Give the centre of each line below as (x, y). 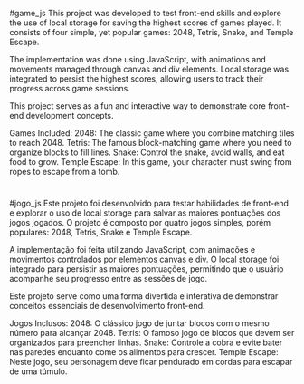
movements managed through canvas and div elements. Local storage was (149, 69)
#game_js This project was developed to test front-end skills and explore (146, 13)
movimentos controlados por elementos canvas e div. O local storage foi (144, 259)
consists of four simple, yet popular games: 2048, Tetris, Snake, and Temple (152, 32)
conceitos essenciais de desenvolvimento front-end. (107, 306)
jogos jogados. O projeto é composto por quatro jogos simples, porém (140, 223)
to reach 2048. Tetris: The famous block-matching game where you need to (151, 143)
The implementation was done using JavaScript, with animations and (138, 59)
